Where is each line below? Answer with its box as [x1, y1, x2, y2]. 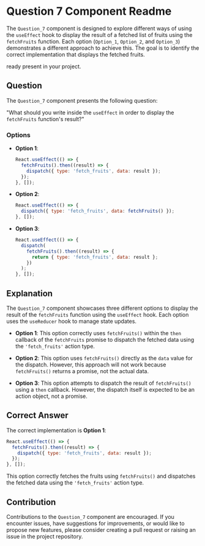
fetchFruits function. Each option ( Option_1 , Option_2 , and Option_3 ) [6, 38, 181, 45]
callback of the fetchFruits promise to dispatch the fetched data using [15, 336, 195, 343]
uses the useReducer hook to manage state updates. [6, 317, 136, 325]
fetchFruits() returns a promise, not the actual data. [15, 367, 149, 374]
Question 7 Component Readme [6, 4, 172, 18]
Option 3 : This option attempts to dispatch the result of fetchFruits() [15, 379, 192, 387]
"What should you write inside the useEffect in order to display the [6, 109, 174, 116]
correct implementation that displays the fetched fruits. [6, 50, 145, 58]
